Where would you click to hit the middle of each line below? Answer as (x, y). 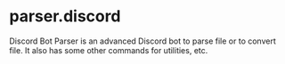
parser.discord (65, 16)
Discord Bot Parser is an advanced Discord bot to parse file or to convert (142, 41)
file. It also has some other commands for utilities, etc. (109, 50)
